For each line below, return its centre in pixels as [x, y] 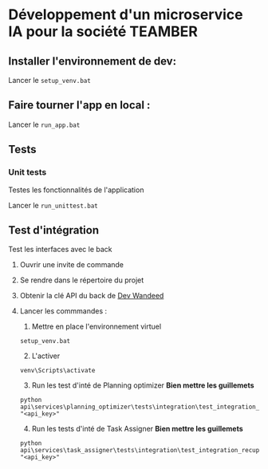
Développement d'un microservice [126, 15]
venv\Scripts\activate [57, 371]
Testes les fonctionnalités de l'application [76, 190]
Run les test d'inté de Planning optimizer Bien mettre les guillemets [143, 385]
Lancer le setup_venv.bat [50, 80]
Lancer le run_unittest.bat [53, 205]
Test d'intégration [54, 230]
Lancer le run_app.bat [44, 124]
